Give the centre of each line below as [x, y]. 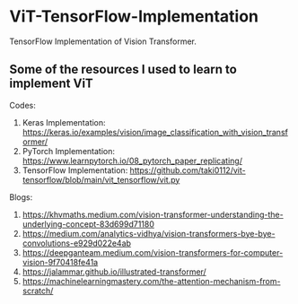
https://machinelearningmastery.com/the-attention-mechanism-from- [151, 281]
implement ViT [52, 84]
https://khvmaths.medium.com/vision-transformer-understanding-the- [153, 214]
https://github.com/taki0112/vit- [188, 170]
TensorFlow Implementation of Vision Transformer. [103, 41]
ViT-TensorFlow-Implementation [134, 17]
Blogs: [21, 197]
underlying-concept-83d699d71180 [88, 224]
